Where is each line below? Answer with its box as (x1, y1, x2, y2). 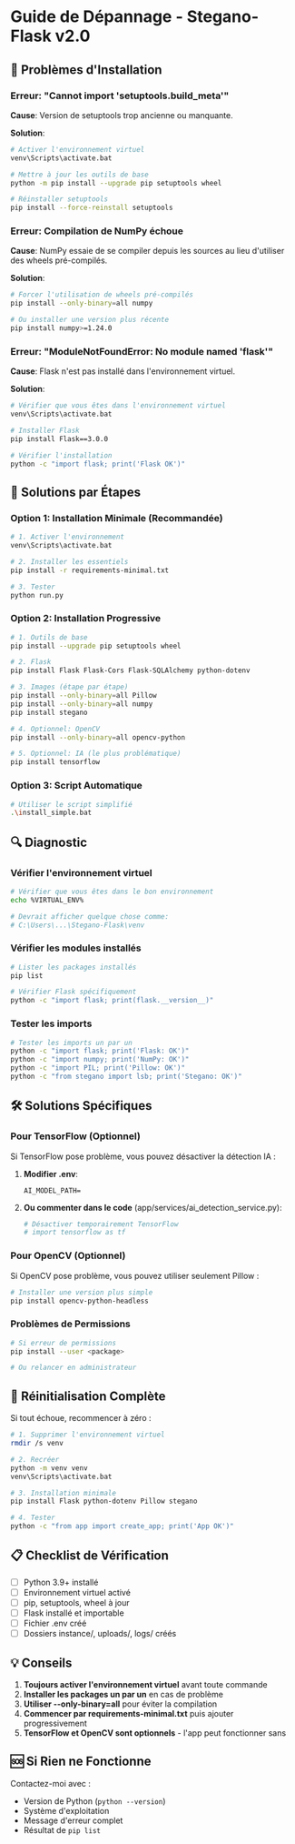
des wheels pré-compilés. (10, 255, 108, 266)
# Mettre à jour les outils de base (10, 170, 149, 179)
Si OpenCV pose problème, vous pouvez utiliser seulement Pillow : (10, 1270, 260, 1281)
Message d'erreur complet (23, 1815, 123, 1826)
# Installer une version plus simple (10, 1287, 153, 1297)
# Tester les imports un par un (10, 1038, 133, 1047)
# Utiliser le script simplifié (10, 800, 133, 809)
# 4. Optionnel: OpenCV (10, 724, 101, 733)
